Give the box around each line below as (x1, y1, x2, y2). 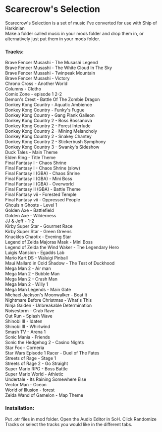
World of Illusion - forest (5, 387, 55, 393)
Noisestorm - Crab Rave (5, 308, 54, 314)
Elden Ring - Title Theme (5, 155, 56, 161)
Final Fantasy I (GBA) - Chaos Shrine (5, 171, 80, 176)
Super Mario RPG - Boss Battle (5, 366, 68, 372)
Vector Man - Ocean (5, 382, 47, 388)
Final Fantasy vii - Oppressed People (5, 197, 80, 203)
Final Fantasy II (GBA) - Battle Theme (5, 186, 81, 192)
